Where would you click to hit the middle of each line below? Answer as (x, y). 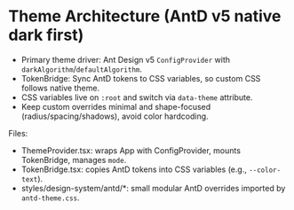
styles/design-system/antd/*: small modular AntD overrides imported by (153, 188)
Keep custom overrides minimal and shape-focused (116, 106)
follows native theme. (60, 88)
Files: (18, 133)
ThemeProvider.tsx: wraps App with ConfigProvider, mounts (131, 150)
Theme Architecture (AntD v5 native (145, 16)
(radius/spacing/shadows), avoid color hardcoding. (115, 116)
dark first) (46, 35)
